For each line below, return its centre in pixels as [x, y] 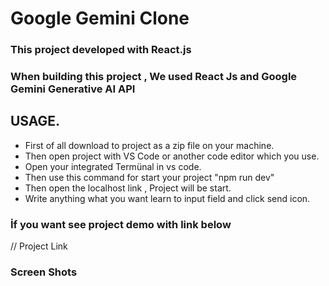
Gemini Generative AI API [73, 89]
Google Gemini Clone [100, 18]
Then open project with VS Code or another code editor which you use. [172, 156]
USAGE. [35, 121]
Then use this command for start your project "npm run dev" [149, 177]
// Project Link [39, 246]
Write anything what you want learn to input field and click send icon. [167, 198]
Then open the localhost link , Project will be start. [128, 188]
